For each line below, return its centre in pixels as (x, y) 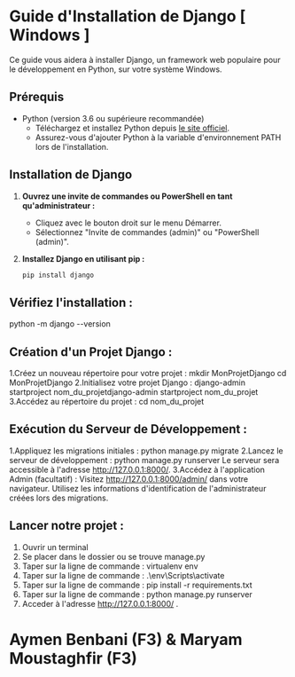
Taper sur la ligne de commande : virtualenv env (110, 566)
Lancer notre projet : (66, 526)
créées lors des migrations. (59, 498)
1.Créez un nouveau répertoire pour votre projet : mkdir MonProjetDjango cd (148, 374)
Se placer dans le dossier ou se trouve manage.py (113, 556)
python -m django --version (60, 324)
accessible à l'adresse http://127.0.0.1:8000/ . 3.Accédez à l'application (137, 469)
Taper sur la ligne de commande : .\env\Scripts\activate (123, 575)
